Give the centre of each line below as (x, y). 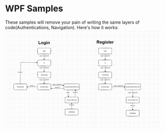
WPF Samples (34, 9)
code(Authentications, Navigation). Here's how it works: (62, 27)
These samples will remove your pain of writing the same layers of (72, 22)
